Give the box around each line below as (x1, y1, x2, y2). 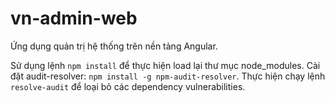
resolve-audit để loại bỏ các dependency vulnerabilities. (10, 80, 246, 92)
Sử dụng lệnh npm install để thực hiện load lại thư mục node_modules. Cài (10, 59, 321, 71)
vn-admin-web (10, 7, 138, 30)
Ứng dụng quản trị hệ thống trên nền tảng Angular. (10, 40, 218, 52)
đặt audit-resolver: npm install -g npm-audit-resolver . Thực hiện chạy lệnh (10, 70, 326, 82)
